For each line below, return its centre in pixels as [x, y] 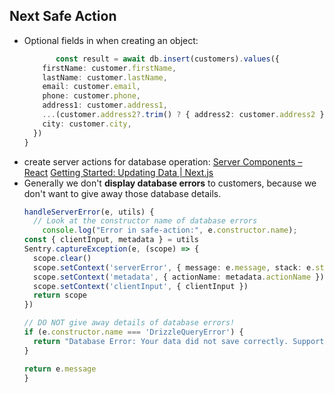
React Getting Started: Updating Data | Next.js [118, 172]
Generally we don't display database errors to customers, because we [170, 183]
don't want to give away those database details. [122, 193]
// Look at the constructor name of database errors [145, 221]
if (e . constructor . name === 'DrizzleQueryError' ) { [133, 332]
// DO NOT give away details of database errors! [129, 323]
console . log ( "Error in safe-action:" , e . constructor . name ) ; [170, 230]
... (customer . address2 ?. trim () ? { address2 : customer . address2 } [183, 115]
